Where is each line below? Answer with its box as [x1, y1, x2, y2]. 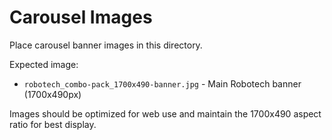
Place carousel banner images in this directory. [9, 39, 203, 51]
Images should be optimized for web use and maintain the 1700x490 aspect [9, 107, 322, 120]
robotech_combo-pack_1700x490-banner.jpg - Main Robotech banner [23, 77, 302, 90]
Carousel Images [9, 6, 153, 29]
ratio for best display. [9, 118, 97, 130]
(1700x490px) [23, 88, 82, 100]
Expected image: [9, 58, 79, 70]
